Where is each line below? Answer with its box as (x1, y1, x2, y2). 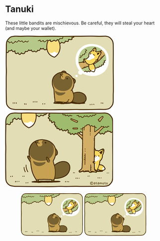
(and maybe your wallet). (5, 25, 56, 31)
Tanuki (5, 3, 34, 15)
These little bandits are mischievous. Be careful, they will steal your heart (5, 20, 155, 26)
